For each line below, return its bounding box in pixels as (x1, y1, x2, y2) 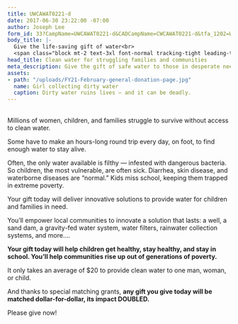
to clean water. (7, 124, 51, 132)
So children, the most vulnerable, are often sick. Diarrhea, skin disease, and (7, 166, 228, 175)
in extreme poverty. (7, 181, 64, 190)
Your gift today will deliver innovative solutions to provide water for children (7, 195, 228, 204)
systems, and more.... (7, 231, 71, 240)
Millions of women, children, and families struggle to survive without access (7, 116, 229, 125)
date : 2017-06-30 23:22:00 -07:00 (7, 17, 110, 24)
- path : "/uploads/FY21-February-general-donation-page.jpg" (7, 76, 192, 83)
